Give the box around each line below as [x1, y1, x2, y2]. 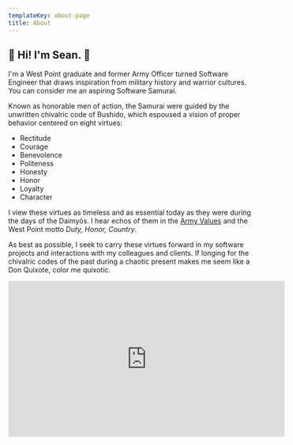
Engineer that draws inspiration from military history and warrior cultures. [8, 78, 247, 87]
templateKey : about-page [8, 11, 90, 20]
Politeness [19, 159, 54, 169]
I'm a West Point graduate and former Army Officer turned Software [8, 69, 229, 79]
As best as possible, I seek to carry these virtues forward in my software [8, 240, 244, 249]
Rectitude [19, 134, 51, 143]
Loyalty [19, 184, 44, 194]
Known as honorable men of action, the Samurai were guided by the [8, 101, 230, 111]
